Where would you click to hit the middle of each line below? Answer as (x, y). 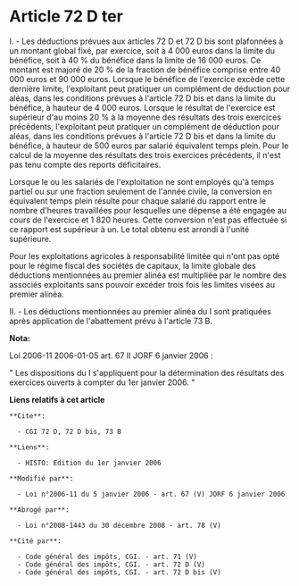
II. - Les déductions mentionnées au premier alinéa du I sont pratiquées (141, 311)
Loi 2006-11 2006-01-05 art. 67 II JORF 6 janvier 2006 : (111, 356)
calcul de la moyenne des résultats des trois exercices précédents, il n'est (145, 155)
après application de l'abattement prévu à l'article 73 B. (111, 321)
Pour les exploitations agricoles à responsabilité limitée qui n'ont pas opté (145, 255)
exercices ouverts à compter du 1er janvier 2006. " (102, 382)
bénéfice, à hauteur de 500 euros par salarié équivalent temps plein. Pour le (149, 146)
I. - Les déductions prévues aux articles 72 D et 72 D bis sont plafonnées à (146, 41)
